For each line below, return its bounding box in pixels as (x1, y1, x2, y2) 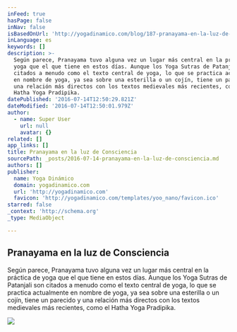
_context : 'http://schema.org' (7, 208, 99, 215)
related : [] (7, 135, 42, 142)
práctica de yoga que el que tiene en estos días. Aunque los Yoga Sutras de (7, 273, 228, 282)
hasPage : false (7, 17, 52, 24)
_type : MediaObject (7, 214, 65, 222)
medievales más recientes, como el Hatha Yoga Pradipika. (7, 303, 176, 311)
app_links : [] (7, 142, 49, 149)
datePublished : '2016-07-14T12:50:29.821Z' (7, 96, 138, 103)
